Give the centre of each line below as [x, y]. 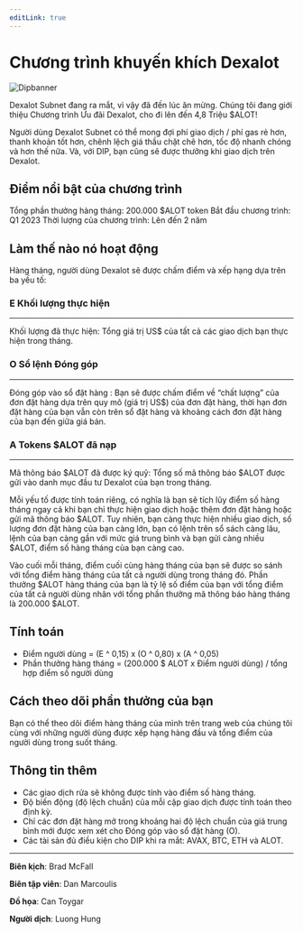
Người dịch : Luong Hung [55, 919]
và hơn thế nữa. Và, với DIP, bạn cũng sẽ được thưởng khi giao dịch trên [142, 151]
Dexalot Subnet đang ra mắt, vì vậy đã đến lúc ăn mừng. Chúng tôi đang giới [151, 105]
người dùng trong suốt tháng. [64, 742]
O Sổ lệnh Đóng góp [54, 365]
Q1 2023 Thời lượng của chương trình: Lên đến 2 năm [108, 220]
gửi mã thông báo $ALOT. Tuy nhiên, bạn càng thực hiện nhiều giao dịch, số [151, 519]
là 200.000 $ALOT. [45, 604]
